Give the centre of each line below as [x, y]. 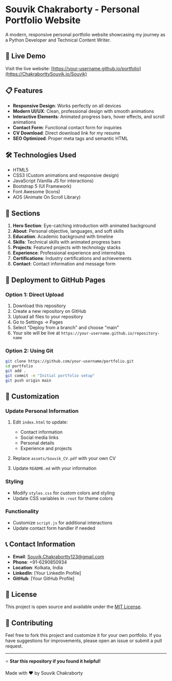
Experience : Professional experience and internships [69, 253]
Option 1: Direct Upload [35, 294]
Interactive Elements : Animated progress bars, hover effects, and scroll [89, 116]
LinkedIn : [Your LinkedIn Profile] [47, 573]
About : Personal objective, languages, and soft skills [68, 231]
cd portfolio [19, 366]
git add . [16, 371]
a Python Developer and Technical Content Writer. [58, 40]
